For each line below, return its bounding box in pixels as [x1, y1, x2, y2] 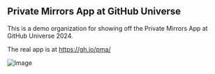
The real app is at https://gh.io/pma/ [7, 45, 111, 53]
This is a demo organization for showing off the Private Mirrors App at [7, 24, 208, 32]
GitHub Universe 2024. [7, 31, 73, 40]
